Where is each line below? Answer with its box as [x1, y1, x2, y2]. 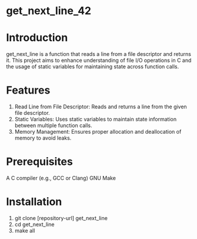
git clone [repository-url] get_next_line [14, 214, 108, 221]
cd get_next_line [14, 221, 55, 228]
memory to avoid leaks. [14, 134, 72, 142]
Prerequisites [6, 155, 74, 168]
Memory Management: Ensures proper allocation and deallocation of [14, 128, 182, 135]
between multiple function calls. [14, 122, 92, 129]
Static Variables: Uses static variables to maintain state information [14, 116, 177, 123]
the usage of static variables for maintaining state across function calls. [6, 63, 179, 70]
